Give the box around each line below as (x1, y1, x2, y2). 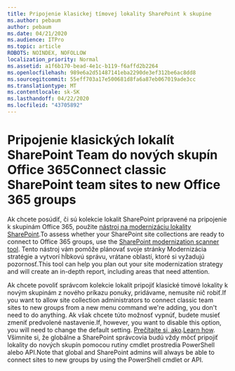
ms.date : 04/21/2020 (7, 30, 68, 37)
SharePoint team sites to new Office (7, 177, 221, 193)
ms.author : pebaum (7, 17, 61, 24)
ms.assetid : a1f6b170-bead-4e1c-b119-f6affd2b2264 (7, 63, 159, 70)
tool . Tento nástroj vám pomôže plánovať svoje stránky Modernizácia (7, 245, 207, 253)
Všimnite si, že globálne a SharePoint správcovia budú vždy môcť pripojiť (7, 333, 219, 341)
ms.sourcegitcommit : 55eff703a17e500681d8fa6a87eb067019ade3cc (7, 75, 196, 83)
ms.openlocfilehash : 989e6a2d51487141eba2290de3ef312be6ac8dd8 (7, 69, 196, 76)
